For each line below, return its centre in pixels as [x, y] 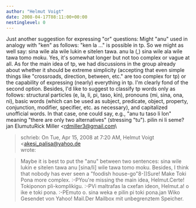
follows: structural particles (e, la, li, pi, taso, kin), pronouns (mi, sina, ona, [95, 95]
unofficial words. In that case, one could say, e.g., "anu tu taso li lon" [89, 114]
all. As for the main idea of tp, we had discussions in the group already [91, 64]
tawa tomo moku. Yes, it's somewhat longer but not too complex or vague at [98, 58]
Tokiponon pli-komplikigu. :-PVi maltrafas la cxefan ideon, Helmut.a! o [104, 186]
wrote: [28, 150]
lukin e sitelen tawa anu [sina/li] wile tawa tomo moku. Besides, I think [104, 168]
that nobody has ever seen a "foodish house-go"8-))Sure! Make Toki [103, 174]
